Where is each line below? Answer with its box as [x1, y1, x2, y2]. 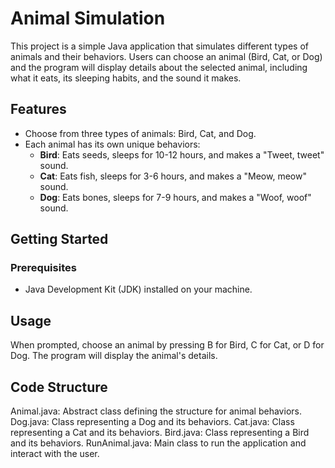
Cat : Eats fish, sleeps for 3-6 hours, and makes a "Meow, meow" [39, 170, 307, 182]
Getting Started [10, 231, 109, 248]
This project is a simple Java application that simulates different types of [10, 40, 309, 52]
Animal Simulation [10, 7, 166, 30]
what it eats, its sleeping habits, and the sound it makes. [10, 72, 242, 84]
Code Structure [10, 378, 108, 396]
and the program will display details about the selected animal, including [10, 61, 308, 73]
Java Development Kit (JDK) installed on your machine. [24, 283, 253, 296]
